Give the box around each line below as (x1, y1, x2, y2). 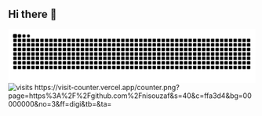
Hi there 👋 (8, 8, 57, 21)
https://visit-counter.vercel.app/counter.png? (34, 82, 180, 92)
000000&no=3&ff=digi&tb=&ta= (8, 99, 112, 108)
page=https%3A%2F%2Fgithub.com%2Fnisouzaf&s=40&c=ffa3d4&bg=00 (8, 91, 253, 100)
